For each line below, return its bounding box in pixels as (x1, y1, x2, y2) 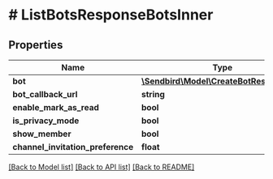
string (141, 89, 165, 100)
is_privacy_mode (12, 115, 80, 126)
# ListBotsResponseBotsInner (8, 6, 214, 24)
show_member (12, 128, 71, 139)
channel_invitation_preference (12, 142, 134, 152)
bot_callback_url (12, 89, 78, 100)
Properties (8, 38, 63, 52)
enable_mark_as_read (12, 102, 100, 113)
